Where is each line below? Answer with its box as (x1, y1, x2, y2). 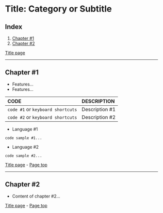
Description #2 (81, 114, 116, 120)
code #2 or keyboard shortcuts (7, 114, 77, 120)
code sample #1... (5, 135, 42, 141)
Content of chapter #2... (12, 193, 61, 199)
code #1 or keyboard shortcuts (7, 106, 77, 113)
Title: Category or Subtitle (5, 3, 112, 14)
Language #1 (12, 126, 38, 132)
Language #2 (12, 144, 39, 150)
